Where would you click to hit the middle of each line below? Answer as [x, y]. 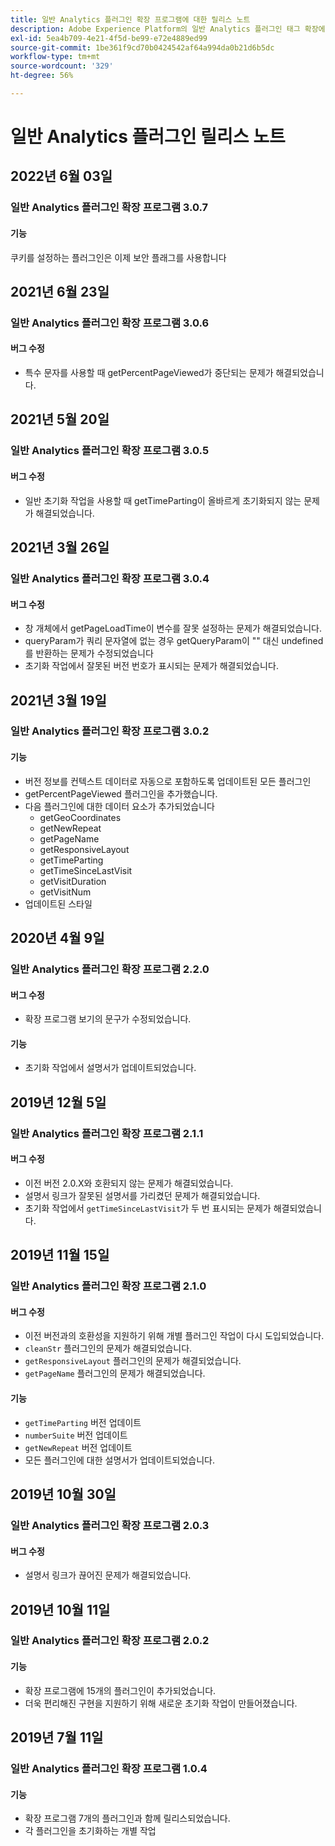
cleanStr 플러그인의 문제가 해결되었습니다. [108, 1348]
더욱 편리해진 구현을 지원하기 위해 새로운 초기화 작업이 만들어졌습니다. [161, 1703]
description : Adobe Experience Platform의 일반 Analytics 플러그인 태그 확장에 [168, 29]
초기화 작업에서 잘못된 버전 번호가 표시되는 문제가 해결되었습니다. [151, 666]
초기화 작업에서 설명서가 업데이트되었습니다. [110, 1068]
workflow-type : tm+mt [55, 57]
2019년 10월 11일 [60, 1609]
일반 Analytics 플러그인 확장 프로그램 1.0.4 [109, 1768]
